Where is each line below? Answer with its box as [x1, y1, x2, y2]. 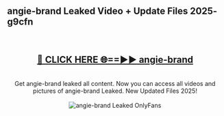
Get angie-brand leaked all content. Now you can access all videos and [14, 79, 216, 87]
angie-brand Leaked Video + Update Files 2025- [7, 5, 218, 17]
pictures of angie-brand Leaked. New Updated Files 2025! [33, 87, 197, 95]
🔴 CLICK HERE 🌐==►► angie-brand [36, 54, 194, 66]
